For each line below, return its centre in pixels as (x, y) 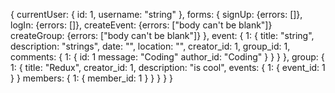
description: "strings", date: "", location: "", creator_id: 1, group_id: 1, (150, 46)
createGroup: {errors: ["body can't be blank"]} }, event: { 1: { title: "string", (162, 35)
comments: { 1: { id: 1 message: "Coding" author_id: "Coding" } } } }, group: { (167, 57)
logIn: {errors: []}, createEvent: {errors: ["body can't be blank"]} (141, 25)
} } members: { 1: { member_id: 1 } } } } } (92, 78)
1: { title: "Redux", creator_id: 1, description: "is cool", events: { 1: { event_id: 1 (168, 67)
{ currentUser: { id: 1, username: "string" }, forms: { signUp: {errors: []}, (156, 14)
